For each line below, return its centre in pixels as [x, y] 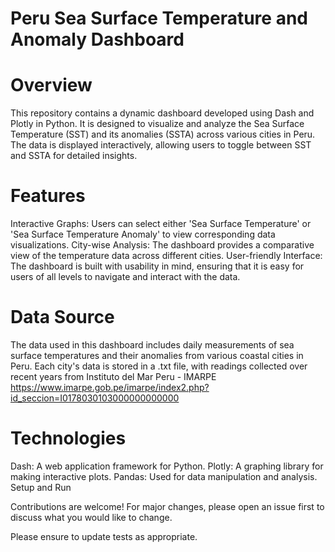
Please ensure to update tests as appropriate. [104, 536]
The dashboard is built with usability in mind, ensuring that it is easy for [157, 266]
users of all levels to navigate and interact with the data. [125, 277]
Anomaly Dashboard [97, 39]
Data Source [62, 317]
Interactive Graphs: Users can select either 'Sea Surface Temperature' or [161, 224]
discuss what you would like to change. [91, 517]
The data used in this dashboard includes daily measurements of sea [152, 345]
